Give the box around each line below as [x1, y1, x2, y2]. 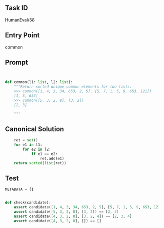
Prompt [5, 58, 28, 67]
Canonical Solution [5, 125, 64, 133]
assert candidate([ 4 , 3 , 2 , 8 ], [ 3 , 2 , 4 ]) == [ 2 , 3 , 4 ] [14, 214, 132, 219]
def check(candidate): [5, 200, 51, 205]
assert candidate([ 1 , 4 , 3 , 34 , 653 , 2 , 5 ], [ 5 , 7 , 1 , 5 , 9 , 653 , [14, 205, 152, 210]
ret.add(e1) [40, 156, 64, 161]
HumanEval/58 [5, 17, 35, 23]
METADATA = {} [5, 187, 34, 192]
